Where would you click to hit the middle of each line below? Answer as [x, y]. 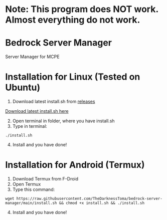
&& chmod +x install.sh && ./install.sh [102, 203]
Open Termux [27, 184]
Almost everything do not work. [73, 20]
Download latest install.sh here [37, 111]
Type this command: [34, 189]
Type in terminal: [30, 126]
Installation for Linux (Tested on [73, 77]
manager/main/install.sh [31, 203]
